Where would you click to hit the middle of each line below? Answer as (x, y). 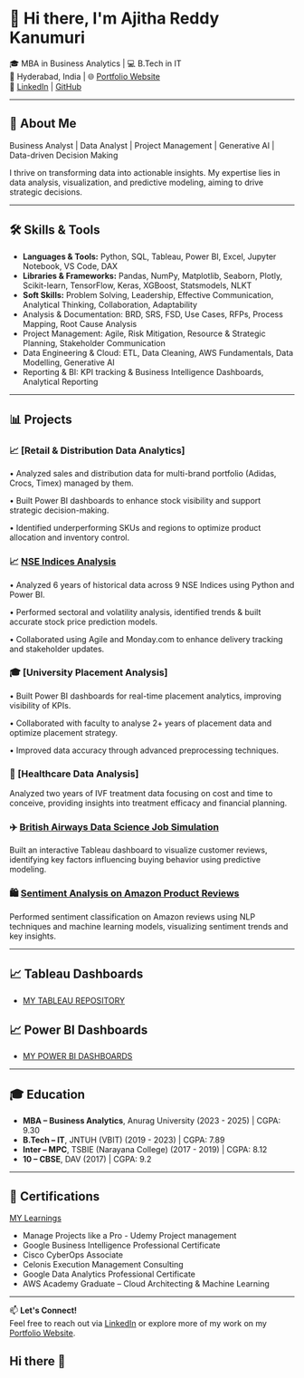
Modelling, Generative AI (68, 362)
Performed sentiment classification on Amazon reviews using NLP (133, 916)
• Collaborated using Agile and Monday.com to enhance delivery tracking (146, 639)
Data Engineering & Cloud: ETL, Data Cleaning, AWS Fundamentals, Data (158, 352)
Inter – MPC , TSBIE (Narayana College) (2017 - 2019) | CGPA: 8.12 (145, 1150)
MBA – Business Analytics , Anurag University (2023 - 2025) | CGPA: (152, 1121)
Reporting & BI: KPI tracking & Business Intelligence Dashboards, (143, 371)
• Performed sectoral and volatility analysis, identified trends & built (135, 612)
